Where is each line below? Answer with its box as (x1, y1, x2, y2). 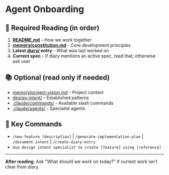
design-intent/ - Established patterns (12, 95, 90, 101)
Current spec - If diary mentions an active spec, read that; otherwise (12, 53, 156, 59)
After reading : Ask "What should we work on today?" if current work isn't (5, 158, 157, 164)
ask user (12, 58, 31, 64)
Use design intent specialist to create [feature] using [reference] (12, 145, 162, 150)
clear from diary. (5, 163, 40, 169)
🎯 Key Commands (5, 120, 62, 129)
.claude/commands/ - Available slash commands (12, 100, 114, 106)
